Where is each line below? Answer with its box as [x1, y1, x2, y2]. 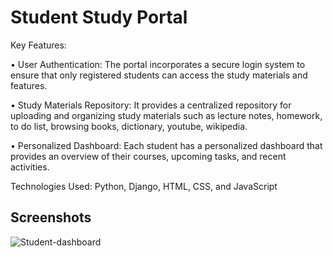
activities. [10, 161, 50, 173]
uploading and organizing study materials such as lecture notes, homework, [10, 109, 323, 121]
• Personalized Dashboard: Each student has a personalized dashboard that [10, 139, 323, 151]
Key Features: [10, 39, 67, 51]
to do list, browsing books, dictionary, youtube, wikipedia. [10, 120, 248, 132]
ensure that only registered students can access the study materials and [10, 69, 308, 81]
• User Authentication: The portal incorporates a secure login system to [10, 58, 306, 70]
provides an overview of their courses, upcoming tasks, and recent [10, 150, 287, 162]
